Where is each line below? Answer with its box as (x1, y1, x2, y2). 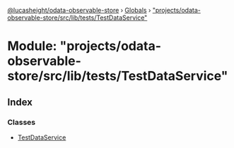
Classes (7, 117, 36, 127)
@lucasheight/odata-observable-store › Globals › (7, 6, 151, 14)
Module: (7, 38, 57, 54)
